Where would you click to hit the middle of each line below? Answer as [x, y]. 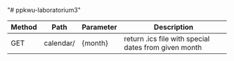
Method [24, 27]
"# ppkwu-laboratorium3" [44, 10]
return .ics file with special [167, 39]
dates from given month [163, 47]
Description [173, 27]
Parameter [100, 27]
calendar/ [60, 43]
